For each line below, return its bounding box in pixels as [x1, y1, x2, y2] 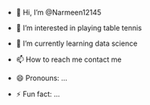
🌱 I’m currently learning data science [15, 38, 138, 48]
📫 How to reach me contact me [15, 55, 122, 64]
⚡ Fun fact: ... [15, 89, 60, 99]
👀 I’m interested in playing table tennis [15, 23, 142, 32]
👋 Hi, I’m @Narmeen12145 [15, 8, 102, 17]
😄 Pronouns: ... [15, 73, 68, 83]
